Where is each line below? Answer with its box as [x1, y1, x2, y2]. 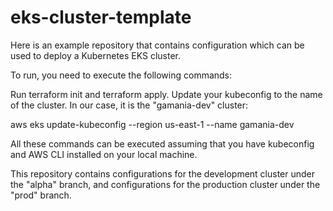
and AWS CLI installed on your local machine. [10, 148, 198, 160]
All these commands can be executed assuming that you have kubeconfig [10, 137, 315, 150]
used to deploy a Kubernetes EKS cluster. [10, 49, 182, 61]
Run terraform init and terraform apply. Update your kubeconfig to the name [10, 88, 323, 100]
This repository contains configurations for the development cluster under [10, 167, 316, 180]
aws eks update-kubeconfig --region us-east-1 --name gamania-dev [10, 118, 295, 130]
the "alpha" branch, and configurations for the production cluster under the [10, 178, 321, 190]
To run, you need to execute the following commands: [10, 69, 233, 81]
